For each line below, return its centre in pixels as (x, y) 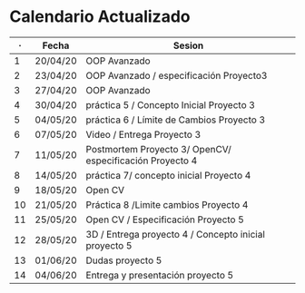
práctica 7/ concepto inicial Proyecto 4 (168, 175)
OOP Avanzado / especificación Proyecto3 (177, 75)
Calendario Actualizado (100, 17)
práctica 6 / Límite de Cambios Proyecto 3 (176, 120)
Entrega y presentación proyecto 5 (160, 275)
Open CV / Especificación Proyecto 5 (165, 220)
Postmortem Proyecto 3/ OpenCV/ (158, 149)
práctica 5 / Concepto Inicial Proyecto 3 (171, 104)
